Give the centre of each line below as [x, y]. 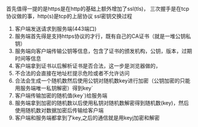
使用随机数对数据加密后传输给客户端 [59, 110]
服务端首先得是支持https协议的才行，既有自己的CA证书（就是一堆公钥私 [103, 36]
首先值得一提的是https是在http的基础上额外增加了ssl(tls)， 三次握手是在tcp [98, 9]
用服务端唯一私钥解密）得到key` [54, 88]
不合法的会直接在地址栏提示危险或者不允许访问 [72, 73]
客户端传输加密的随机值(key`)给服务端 [61, 96]
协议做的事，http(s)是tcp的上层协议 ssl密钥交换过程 [69, 16]
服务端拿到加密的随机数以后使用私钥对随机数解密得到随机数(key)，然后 [102, 103]
